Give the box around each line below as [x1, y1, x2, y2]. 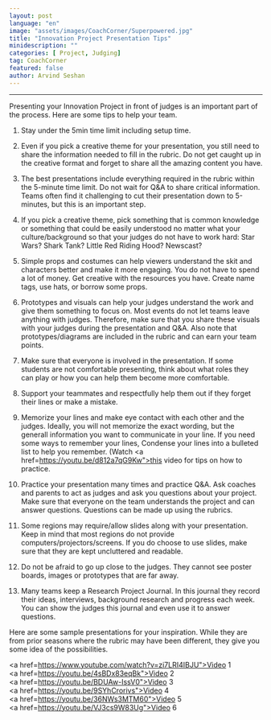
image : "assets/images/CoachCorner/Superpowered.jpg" [9, 27, 194, 35]
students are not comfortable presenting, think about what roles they [20, 364, 249, 374]
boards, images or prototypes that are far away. [20, 570, 179, 580]
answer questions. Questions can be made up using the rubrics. [20, 504, 233, 515]
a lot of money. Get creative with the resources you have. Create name [20, 273, 256, 282]
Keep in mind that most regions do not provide [20, 529, 175, 539]
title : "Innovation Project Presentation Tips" [9, 34, 172, 43]
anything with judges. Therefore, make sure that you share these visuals [20, 315, 261, 324]
